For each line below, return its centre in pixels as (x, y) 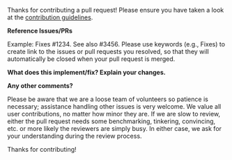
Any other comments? (40, 86)
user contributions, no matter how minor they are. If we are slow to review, (114, 114)
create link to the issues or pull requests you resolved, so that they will (108, 52)
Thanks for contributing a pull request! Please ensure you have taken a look (116, 10)
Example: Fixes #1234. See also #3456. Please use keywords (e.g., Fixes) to (116, 44)
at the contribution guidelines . (50, 17)
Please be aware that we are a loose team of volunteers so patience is (108, 99)
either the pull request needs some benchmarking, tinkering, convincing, (111, 121)
